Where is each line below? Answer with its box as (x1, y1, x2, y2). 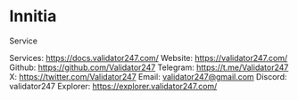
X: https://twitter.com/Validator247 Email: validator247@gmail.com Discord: (9, 71, 287, 81)
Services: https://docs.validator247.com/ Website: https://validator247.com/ (9, 52, 288, 63)
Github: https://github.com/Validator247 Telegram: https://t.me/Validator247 (9, 62, 289, 73)
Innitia (9, 6, 57, 27)
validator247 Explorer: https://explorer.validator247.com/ (9, 81, 218, 91)
